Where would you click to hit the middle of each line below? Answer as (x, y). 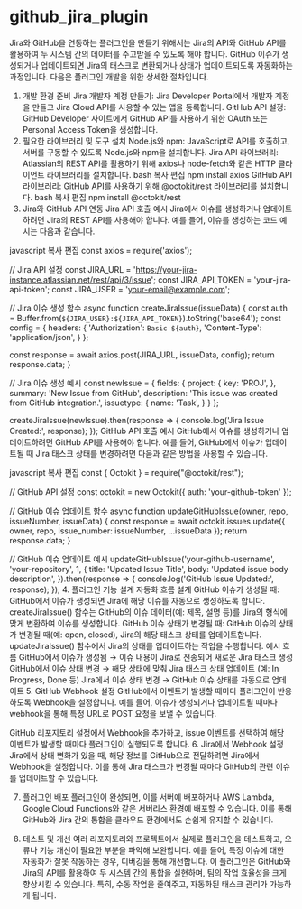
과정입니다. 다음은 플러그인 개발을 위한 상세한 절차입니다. (109, 76)
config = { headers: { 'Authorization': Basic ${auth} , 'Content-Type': (136, 328)
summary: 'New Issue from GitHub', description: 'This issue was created (143, 393)
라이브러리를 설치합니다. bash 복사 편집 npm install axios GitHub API (169, 174)
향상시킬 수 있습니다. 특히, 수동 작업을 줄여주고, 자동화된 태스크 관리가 (145, 884)
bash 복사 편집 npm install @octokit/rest (108, 197)
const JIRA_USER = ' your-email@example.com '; (141, 289)
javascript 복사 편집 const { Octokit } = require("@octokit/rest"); (126, 472)
